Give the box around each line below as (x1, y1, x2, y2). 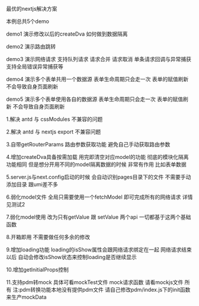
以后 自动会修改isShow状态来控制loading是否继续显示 (6, 254, 137, 260)
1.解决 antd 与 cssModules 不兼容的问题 (6, 116, 103, 123)
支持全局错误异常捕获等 (6, 63, 63, 70)
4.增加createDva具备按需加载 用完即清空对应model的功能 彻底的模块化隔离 (6, 154, 189, 160)
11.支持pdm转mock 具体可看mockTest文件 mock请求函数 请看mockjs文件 (6, 279, 184, 286)
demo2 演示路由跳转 (6, 43, 56, 50)
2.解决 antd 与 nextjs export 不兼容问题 (6, 128, 101, 135)
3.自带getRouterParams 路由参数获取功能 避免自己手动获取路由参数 (6, 141, 171, 148)
